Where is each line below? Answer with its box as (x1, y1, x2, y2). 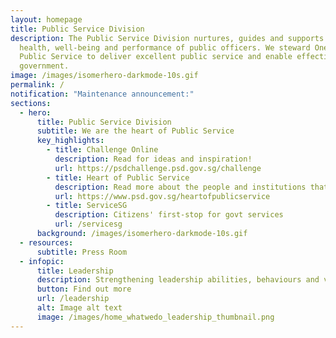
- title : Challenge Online (46, 145, 159, 155)
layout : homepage (10, 14, 83, 25)
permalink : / (10, 80, 65, 90)
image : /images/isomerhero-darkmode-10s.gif (10, 71, 199, 81)
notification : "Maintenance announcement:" (10, 89, 195, 99)
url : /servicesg (54, 219, 123, 230)
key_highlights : (36, 136, 105, 146)
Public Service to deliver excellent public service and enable (19, 52, 293, 62)
